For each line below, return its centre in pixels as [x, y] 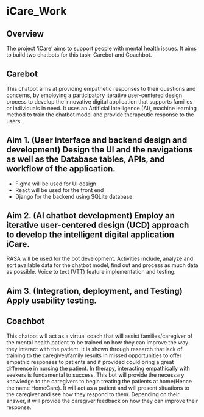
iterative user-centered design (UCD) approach [98, 225]
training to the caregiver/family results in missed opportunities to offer [94, 355]
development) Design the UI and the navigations [100, 150]
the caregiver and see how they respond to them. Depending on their [93, 394]
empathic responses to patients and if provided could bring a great [90, 362]
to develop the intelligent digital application [90, 235]
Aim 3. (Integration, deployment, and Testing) [94, 291]
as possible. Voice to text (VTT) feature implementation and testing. [91, 272]
